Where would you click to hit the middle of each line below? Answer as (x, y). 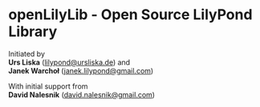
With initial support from (48, 86)
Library (33, 32)
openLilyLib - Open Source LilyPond (130, 15)
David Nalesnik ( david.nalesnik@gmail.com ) (81, 94)
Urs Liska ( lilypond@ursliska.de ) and (69, 62)
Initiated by (27, 53)
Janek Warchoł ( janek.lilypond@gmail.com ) (81, 70)
